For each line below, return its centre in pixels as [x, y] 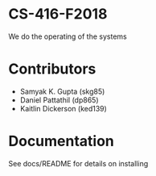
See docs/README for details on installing [78, 163]
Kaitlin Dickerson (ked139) [63, 108]
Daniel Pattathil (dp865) [59, 100]
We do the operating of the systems [68, 36]
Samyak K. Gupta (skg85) [62, 91]
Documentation [62, 141]
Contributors [52, 69]
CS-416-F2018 [58, 14]
